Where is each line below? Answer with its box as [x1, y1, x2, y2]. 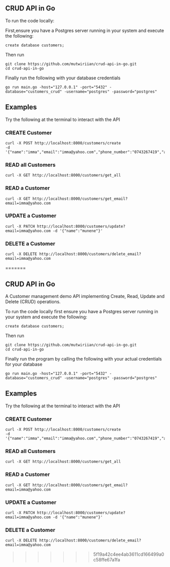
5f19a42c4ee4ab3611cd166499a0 [93, 551, 164, 557]
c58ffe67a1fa [93, 557, 120, 563]
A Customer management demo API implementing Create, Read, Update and [5, 293, 165, 299]
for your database [5, 361, 42, 367]
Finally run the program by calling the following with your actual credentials [5, 355, 162, 362]
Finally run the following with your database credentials [5, 75, 120, 81]
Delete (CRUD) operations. [5, 299, 61, 305]
